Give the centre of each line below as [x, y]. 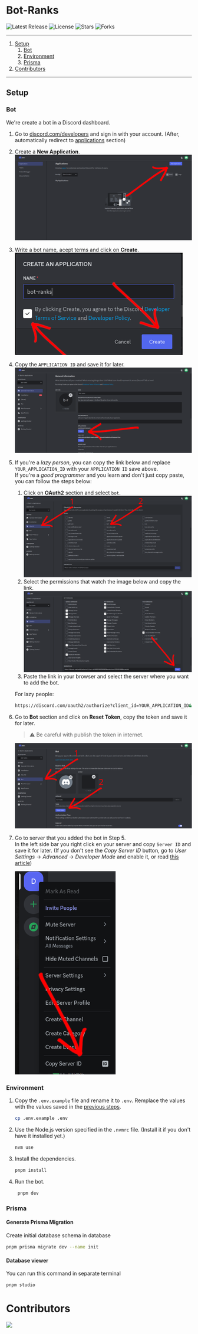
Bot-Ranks [32, 10]
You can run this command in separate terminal [63, 1274]
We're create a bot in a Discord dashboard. [58, 122]
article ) [23, 863]
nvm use [24, 1148]
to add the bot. [41, 683]
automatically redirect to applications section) [70, 140]
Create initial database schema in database [58, 1235]
